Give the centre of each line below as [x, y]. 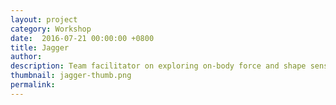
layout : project [44, 19]
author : [26, 57]
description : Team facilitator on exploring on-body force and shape [158, 66]
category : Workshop [51, 29]
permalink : [33, 85]
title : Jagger [40, 47]
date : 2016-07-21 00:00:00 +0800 [82, 38]
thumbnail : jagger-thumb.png [71, 76]
